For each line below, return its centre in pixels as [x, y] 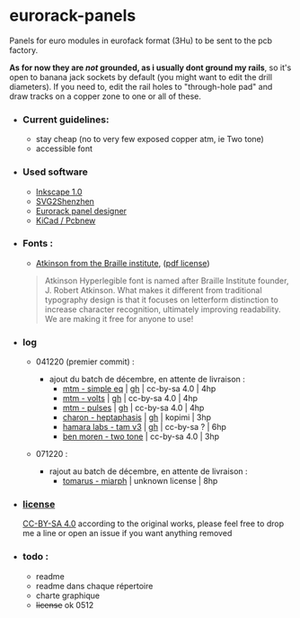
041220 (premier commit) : [85, 362]
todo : [35, 557]
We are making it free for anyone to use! [119, 318]
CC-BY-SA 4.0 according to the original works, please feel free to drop [153, 524]
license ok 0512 [65, 605]
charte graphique [68, 596]
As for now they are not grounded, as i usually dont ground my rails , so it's [150, 67]
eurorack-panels [73, 16]
